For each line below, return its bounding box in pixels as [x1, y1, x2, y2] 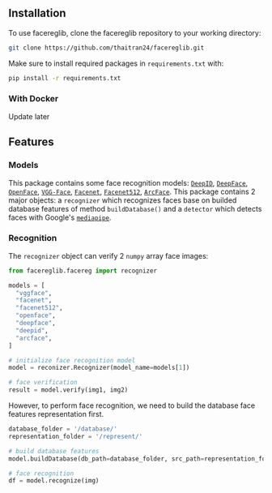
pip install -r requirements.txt [8, 74, 121, 82]
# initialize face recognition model [8, 356, 136, 364]
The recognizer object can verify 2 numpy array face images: [8, 251, 209, 260]
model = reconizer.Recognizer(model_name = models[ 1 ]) [8, 364, 190, 372]
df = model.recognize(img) [8, 477, 100, 485]
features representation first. [8, 409, 104, 419]
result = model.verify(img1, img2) [8, 386, 129, 394]
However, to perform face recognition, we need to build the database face [8, 401, 256, 410]
